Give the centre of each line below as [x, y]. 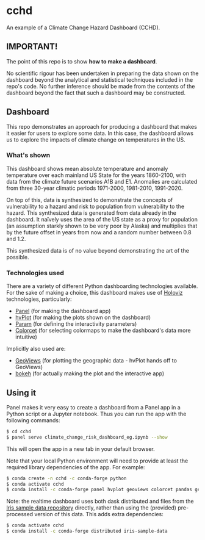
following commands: [33, 420]
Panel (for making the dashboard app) [63, 311]
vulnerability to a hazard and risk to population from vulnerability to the [95, 206]
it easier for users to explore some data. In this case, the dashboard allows [100, 133]
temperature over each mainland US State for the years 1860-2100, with [97, 175]
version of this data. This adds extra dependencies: [99, 514]
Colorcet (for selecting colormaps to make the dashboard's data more [103, 331]
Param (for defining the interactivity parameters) [76, 324]
